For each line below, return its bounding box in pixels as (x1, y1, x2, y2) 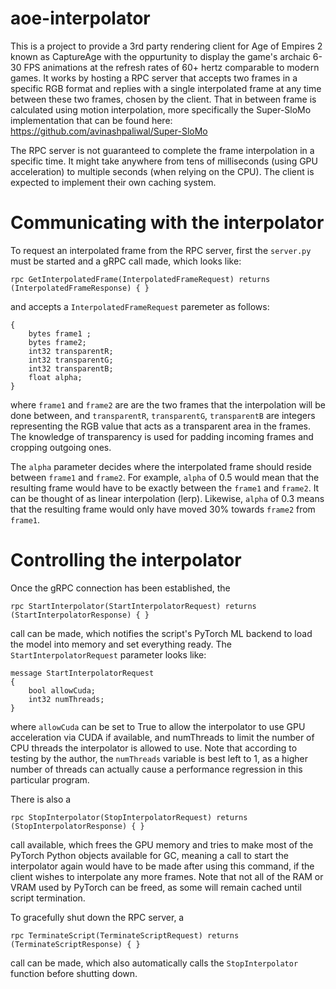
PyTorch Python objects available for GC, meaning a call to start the (10, 849, 289, 861)
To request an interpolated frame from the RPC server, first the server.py (10, 244, 312, 256)
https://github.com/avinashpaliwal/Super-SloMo (10, 125, 208, 137)
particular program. (10, 773, 90, 786)
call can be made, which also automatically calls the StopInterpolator (10, 957, 299, 969)
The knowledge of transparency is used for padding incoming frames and (10, 430, 314, 442)
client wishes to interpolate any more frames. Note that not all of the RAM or (10, 870, 324, 882)
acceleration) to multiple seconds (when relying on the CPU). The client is (10, 165, 315, 177)
